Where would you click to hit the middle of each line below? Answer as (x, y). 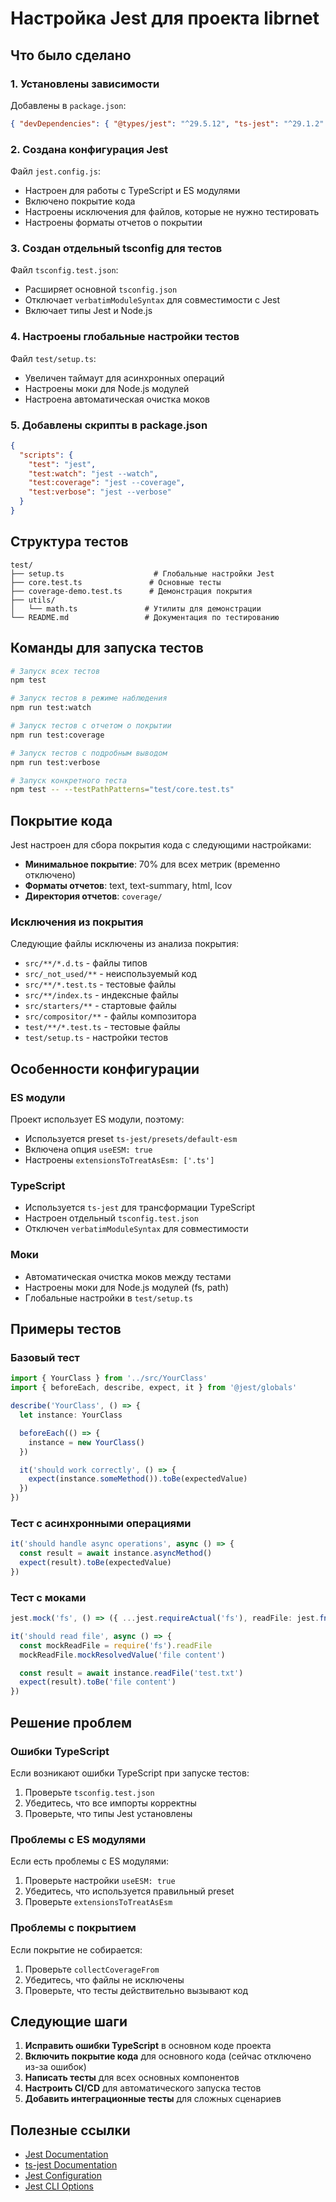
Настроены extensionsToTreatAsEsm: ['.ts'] (119, 1160)
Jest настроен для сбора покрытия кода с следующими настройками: (161, 845)
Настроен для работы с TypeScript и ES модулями (132, 191)
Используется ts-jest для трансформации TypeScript (140, 1208)
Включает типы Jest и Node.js (88, 311)
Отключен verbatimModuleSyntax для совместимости (136, 1229)
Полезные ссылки (70, 2130)
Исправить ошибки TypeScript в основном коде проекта (148, 2046)
